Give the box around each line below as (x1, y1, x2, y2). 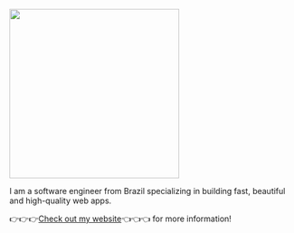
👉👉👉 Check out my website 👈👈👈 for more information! (9, 213, 232, 224)
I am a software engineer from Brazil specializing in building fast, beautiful (9, 186, 286, 196)
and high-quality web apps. (9, 195, 112, 206)
